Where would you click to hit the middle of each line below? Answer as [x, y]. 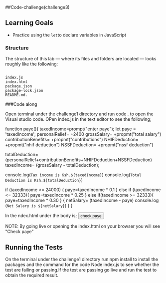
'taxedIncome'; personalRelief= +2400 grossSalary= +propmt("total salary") [83, 134]
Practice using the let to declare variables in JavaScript [69, 35]
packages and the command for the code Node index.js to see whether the [82, 265]
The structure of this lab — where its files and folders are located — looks [81, 59]
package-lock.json [24, 91]
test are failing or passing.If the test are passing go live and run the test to [81, 270]
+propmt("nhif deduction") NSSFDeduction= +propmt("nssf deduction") [79, 145]
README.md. [16, 95]
